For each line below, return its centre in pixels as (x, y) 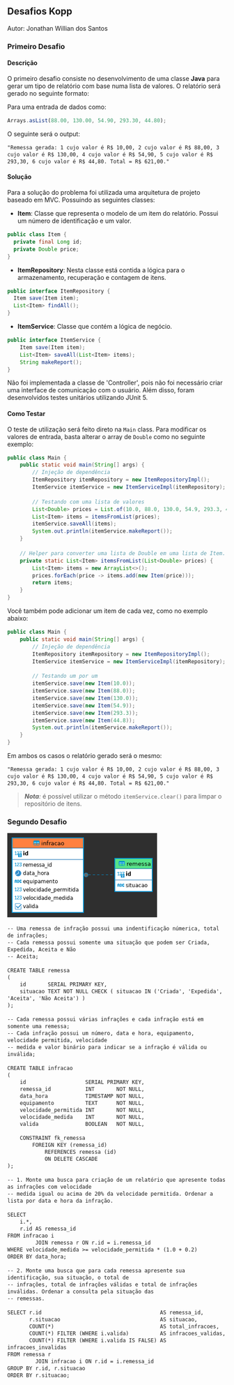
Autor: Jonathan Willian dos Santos (57, 28)
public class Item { (37, 235)
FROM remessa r (29, 1355)
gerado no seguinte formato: (48, 93)
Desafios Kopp (40, 12)
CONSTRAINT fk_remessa (53, 1138)
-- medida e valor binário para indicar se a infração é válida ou (107, 1047)
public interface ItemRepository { (59, 291)
